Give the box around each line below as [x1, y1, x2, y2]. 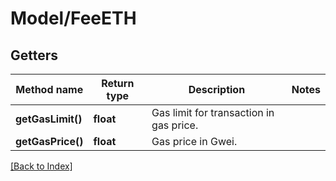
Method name [15, 83, 84, 96]
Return [101, 77, 135, 90]
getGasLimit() [15, 112, 83, 126]
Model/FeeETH [10, 7, 137, 30]
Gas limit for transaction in [151, 106, 275, 119]
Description [188, 83, 246, 96]
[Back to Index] [10, 160, 73, 172]
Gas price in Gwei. [151, 135, 238, 148]
